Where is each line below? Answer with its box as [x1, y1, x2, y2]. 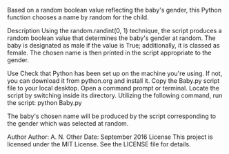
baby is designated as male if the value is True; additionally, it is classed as [7, 41, 220, 49]
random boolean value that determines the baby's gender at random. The [7, 34, 216, 42]
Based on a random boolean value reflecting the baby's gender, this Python [7, 6, 222, 14]
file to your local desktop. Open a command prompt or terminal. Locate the [7, 84, 219, 92]
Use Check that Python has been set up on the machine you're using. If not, [7, 69, 223, 77]
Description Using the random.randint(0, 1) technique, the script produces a [7, 27, 222, 35]
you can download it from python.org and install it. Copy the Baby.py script [7, 77, 220, 85]
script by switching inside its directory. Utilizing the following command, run [7, 91, 223, 99]
